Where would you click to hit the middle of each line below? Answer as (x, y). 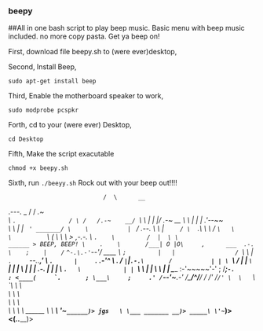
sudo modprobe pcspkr (44, 110)
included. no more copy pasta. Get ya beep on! (84, 36)
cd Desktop (26, 139)
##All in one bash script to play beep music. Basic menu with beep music (126, 28)
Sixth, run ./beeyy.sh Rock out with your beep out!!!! (93, 183)
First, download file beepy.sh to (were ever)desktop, (93, 52)
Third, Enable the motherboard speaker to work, (86, 96)
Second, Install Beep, (42, 67)
